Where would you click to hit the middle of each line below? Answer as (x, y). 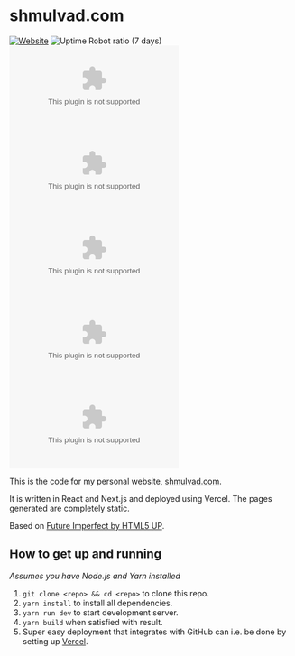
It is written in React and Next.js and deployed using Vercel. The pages (141, 498)
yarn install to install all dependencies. (97, 603)
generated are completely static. (69, 508)
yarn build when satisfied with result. (93, 622)
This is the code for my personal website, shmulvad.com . (116, 481)
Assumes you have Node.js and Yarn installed (95, 576)
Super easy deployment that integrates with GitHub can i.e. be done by (154, 632)
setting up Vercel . (55, 641)
